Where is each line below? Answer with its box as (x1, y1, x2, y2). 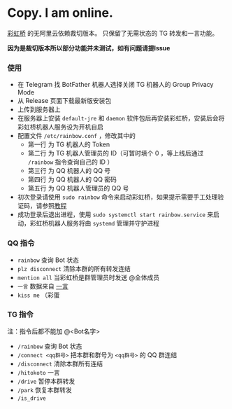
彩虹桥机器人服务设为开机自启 (17, 123, 103, 131)
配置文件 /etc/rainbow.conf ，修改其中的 (17, 132, 136, 140)
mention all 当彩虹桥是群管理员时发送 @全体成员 (17, 273, 159, 282)
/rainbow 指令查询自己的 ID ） (27, 158, 114, 166)
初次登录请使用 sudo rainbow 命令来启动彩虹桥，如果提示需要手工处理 (17, 193, 218, 201)
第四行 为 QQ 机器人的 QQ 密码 (27, 175, 117, 183)
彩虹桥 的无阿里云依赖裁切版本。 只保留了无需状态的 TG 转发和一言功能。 (7, 29, 219, 37)
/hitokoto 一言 (17, 368, 61, 376)
